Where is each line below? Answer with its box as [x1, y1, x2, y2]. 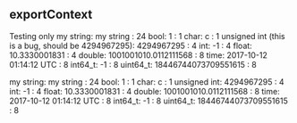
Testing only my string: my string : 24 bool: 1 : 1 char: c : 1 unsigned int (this [9, 30, 286, 41]
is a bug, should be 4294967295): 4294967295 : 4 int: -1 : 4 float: [9, 40, 252, 51]
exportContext [9, 7, 93, 22]
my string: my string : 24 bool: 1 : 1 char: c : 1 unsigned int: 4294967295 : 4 [9, 76, 284, 87]
